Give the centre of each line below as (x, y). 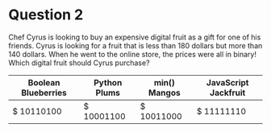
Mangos (164, 93)
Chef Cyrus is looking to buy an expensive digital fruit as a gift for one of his (135, 37)
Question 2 (46, 15)
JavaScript (227, 82)
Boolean (44, 82)
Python (108, 82)
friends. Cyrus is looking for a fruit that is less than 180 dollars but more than (135, 45)
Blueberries (44, 93)
